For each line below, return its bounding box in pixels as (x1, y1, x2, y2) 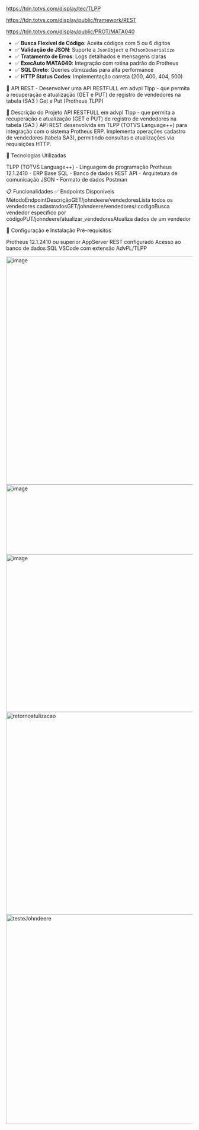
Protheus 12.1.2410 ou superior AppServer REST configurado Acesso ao (6, 239, 181, 245)
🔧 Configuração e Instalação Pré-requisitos (6, 227, 111, 234)
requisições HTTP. (6, 141, 52, 147)
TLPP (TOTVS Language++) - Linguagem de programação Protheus (6, 163, 172, 170)
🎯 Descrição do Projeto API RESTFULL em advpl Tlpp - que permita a (6, 109, 175, 116)
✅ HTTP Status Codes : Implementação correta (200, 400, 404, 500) (14, 73, 183, 80)
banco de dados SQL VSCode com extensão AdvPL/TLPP (6, 245, 147, 252)
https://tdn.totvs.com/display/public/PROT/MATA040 (6, 28, 135, 35)
